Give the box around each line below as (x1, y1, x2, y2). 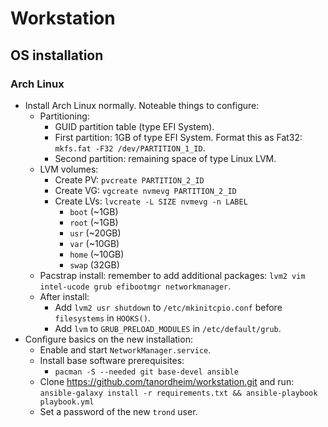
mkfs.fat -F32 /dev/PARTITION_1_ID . (54, 142, 206, 154)
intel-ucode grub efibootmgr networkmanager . (39, 280, 232, 292)
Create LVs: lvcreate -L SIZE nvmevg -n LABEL (54, 195, 248, 207)
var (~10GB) (69, 237, 120, 249)
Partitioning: (39, 110, 90, 122)
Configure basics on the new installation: (24, 333, 193, 345)
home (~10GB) (69, 248, 125, 260)
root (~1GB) (69, 216, 119, 228)
